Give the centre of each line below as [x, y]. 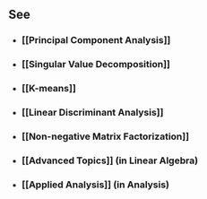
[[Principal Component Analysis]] [96, 40]
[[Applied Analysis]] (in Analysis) [95, 185]
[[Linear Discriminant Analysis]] [92, 113]
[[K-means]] [49, 89]
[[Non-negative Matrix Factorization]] [105, 136]
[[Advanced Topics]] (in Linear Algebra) [110, 160]
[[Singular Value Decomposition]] [96, 65]
